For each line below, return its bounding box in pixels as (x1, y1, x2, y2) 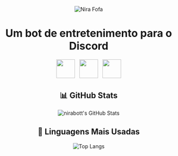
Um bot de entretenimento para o (5, 27, 172, 40)
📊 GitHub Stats (60, 90, 118, 101)
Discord (68, 39, 109, 53)
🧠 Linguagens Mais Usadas (37, 127, 140, 137)
